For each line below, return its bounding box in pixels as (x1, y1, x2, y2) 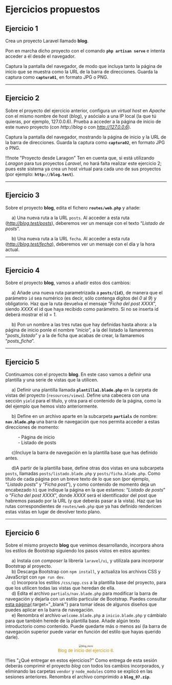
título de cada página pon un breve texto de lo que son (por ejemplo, (5, 476, 150, 482)
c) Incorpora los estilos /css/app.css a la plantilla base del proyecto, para (11, 579, 166, 586)
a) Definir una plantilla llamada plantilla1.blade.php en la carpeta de (11, 387, 158, 393)
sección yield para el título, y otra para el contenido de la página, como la (5, 398, 161, 404)
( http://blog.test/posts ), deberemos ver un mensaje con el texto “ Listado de (5, 220, 165, 226)
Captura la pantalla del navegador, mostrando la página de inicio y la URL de (5, 134, 166, 140)
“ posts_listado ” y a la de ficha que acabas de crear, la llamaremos (5, 332, 144, 339)
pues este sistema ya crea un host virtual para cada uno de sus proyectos (5, 166, 161, 172)
